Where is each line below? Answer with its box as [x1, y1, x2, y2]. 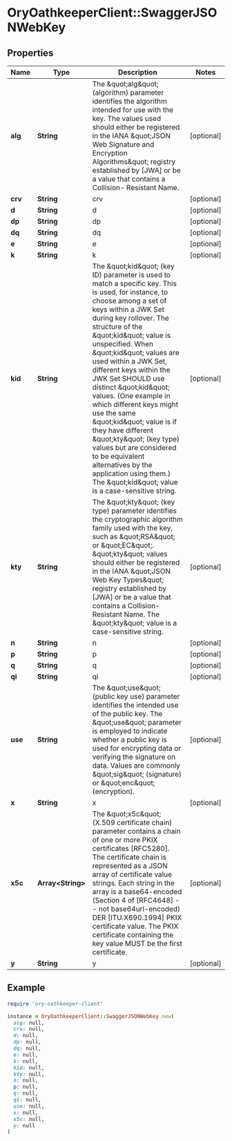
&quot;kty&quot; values [92, 549, 168, 558]
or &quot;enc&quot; [92, 778, 155, 787]
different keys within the [92, 365, 171, 375]
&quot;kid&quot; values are [92, 348, 180, 357]
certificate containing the [92, 930, 174, 939]
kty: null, [13, 1071, 45, 1077]
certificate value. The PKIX [92, 921, 179, 931]
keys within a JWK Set [92, 305, 164, 314]
